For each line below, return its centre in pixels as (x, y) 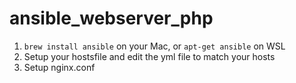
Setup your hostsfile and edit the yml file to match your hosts (149, 56)
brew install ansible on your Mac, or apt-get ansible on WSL (154, 46)
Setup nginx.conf (59, 67)
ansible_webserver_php (111, 18)
